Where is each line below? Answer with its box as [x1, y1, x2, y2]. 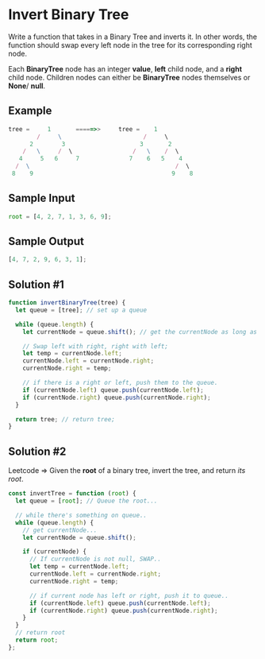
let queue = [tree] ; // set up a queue [15, 306, 148, 314]
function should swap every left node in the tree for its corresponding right [8, 40, 252, 49]
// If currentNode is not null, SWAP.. [29, 555, 161, 564]
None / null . [8, 81, 46, 91]
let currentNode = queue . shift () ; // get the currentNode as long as [22, 328, 258, 335]
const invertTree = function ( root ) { [8, 490, 136, 498]
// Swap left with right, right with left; [22, 342, 169, 351]
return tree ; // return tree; [15, 415, 115, 423]
